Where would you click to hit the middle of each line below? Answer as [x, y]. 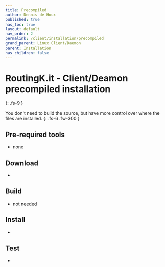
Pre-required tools [35, 134]
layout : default [22, 29]
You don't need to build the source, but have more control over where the [82, 113]
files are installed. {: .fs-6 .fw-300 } [43, 119]
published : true [22, 19]
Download [22, 163]
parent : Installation [28, 48]
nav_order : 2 [19, 34]
